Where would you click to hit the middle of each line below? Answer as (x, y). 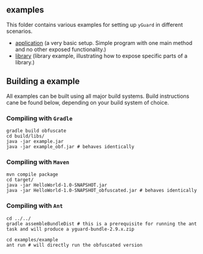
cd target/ (20, 180)
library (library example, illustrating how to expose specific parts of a (101, 56)
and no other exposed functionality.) (60, 49)
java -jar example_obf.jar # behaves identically (71, 146)
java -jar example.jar (35, 141)
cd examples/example (33, 239)
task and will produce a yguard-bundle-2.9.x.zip (71, 229)
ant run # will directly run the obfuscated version (74, 245)
